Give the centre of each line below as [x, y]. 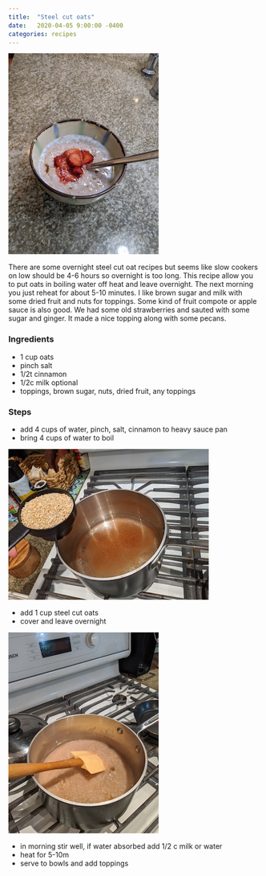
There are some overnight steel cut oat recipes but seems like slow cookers [133, 267]
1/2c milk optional [49, 383]
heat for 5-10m [44, 854]
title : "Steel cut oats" [51, 17]
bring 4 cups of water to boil [67, 437]
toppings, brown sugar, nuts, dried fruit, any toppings [108, 391]
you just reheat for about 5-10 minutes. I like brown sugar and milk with [125, 293]
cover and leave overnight [63, 621]
